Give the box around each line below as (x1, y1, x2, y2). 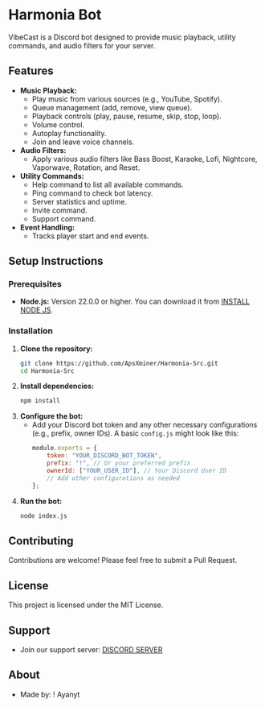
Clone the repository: (19, 344, 93, 353)
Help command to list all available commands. (31, 180, 184, 189)
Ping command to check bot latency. (31, 188, 153, 198)
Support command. (31, 213, 96, 223)
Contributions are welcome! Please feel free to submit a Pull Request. (8, 556, 238, 565)
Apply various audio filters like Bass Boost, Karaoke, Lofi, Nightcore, (31, 154, 258, 163)
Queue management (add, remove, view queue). (31, 102, 193, 112)
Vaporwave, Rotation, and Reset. (31, 163, 141, 172)
